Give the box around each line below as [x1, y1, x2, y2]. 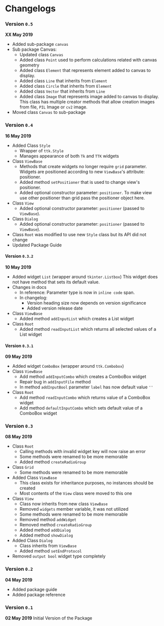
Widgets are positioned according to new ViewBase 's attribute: [19, 169, 145, 174]
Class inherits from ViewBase [19, 543, 77, 549]
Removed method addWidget [19, 517, 77, 522]
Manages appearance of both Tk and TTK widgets [19, 153, 119, 159]
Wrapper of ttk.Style [19, 147, 64, 153]
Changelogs [5, 3, 56, 14]
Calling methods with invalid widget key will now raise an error [19, 449, 146, 454]
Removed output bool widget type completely [12, 553, 106, 559]
